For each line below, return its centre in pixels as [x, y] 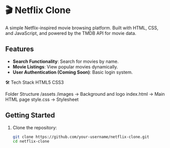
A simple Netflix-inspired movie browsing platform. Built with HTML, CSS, [82, 28]
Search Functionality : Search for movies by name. [65, 61]
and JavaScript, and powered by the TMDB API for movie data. [71, 33]
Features [20, 49]
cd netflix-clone [31, 141]
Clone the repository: [35, 127]
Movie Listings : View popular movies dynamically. [65, 66]
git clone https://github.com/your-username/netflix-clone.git [81, 137]
